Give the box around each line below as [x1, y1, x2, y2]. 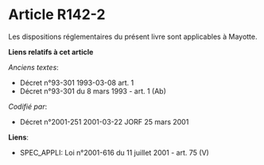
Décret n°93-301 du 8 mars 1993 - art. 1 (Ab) [19, 86, 167, 96]
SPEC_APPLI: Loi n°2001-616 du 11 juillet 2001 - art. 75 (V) [19, 148, 209, 157]
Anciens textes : [8, 62, 60, 72]
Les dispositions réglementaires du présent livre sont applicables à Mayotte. [8, 32, 258, 41]
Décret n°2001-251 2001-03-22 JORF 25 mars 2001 [19, 117, 189, 126]
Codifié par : [8, 102, 48, 111]
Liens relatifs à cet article [8, 47, 94, 56]
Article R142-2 [8, 6, 106, 24]
